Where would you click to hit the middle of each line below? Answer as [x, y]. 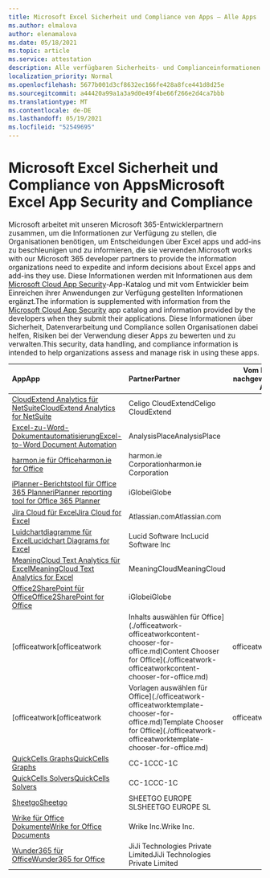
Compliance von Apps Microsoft [117, 185]
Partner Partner [154, 379]
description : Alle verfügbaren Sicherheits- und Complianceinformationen [135, 68]
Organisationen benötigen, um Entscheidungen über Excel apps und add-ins [135, 241]
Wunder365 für [38, 850]
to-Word [27, 444]
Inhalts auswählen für [164, 617]
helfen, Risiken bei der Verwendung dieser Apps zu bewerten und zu [122, 335]
